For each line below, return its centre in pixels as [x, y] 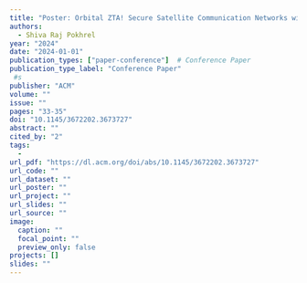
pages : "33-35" [38, 111]
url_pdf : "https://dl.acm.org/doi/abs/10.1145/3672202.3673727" [134, 162]
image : [22, 221]
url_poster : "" [38, 188]
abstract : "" [34, 129]
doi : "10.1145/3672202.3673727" [71, 120]
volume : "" [30, 94]
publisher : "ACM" [42, 86]
